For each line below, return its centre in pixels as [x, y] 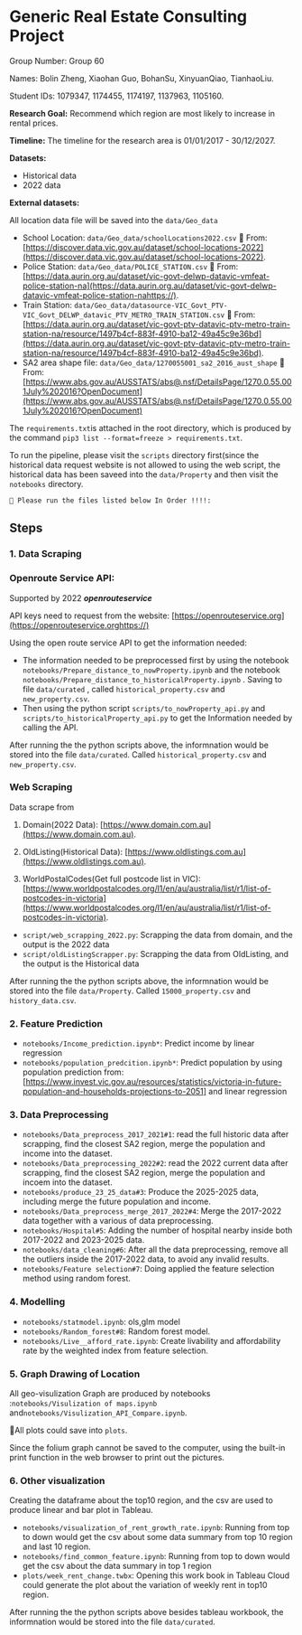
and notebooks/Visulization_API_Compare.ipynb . [98, 1413]
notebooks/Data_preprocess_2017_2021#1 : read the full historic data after [156, 1134]
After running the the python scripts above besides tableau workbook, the [146, 1612]
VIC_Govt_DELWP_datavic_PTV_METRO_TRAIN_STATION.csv [124, 315]
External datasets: [44, 202]
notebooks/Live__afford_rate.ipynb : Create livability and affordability [151, 1340]
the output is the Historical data [81, 963]
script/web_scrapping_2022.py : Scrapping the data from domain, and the [157, 935]
